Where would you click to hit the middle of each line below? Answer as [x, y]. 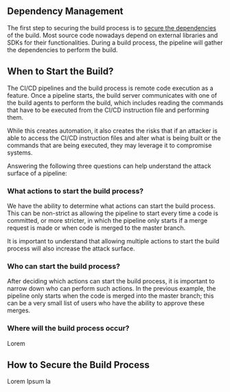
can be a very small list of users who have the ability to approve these [106, 303]
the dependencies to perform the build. [62, 50]
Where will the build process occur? [68, 328]
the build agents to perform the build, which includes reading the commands [115, 102]
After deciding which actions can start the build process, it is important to [111, 281]
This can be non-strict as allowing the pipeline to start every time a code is [113, 213]
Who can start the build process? [64, 266]
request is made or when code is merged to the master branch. [96, 228]
